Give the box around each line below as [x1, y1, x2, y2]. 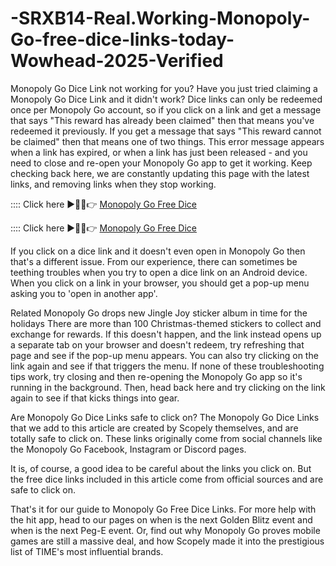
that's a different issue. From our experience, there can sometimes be [10, 255, 298, 267]
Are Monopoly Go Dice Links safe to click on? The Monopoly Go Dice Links [10, 411, 320, 423]
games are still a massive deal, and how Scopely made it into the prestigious [10, 535, 325, 547]
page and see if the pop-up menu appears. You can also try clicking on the [10, 349, 319, 361]
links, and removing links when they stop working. [10, 178, 217, 190]
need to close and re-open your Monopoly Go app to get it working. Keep [10, 157, 313, 169]
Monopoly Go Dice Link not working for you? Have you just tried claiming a [10, 82, 318, 94]
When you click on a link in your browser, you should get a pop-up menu [10, 277, 310, 289]
